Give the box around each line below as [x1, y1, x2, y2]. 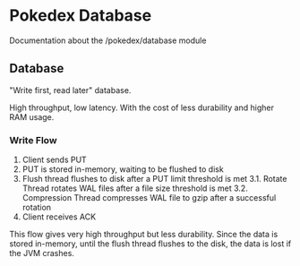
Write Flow [9, 133, 57, 146]
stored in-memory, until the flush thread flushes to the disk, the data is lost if [9, 238, 292, 249]
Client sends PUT [21, 154, 87, 166]
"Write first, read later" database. [9, 84, 132, 95]
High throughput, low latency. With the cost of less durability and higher [9, 102, 275, 113]
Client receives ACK [21, 211, 97, 222]
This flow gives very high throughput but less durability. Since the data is [9, 229, 279, 240]
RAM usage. [9, 111, 55, 122]
